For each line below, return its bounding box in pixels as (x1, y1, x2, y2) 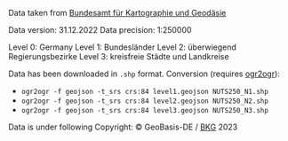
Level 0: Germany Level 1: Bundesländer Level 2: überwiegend (8, 42, 237, 52)
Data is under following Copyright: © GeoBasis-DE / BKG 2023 (8, 121, 238, 132)
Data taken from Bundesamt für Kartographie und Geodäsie (8, 8, 227, 18)
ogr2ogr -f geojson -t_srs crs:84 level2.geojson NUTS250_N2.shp (20, 97, 268, 106)
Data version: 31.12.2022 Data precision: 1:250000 (8, 25, 192, 35)
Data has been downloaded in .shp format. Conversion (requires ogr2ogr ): (8, 68, 281, 79)
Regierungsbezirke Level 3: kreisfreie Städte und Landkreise (8, 51, 229, 61)
